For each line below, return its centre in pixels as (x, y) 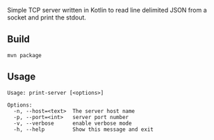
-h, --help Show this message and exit (84, 129)
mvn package (24, 55)
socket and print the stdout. (47, 17)
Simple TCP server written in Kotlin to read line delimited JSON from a (107, 10)
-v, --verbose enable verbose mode (73, 123)
